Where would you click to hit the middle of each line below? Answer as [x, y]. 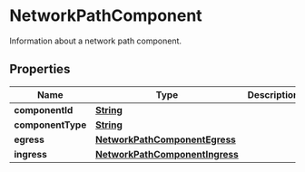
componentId [44, 110]
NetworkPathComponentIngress [167, 154]
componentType [50, 125]
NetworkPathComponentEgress [165, 139]
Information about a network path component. [96, 41]
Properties [40, 69]
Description [273, 94]
